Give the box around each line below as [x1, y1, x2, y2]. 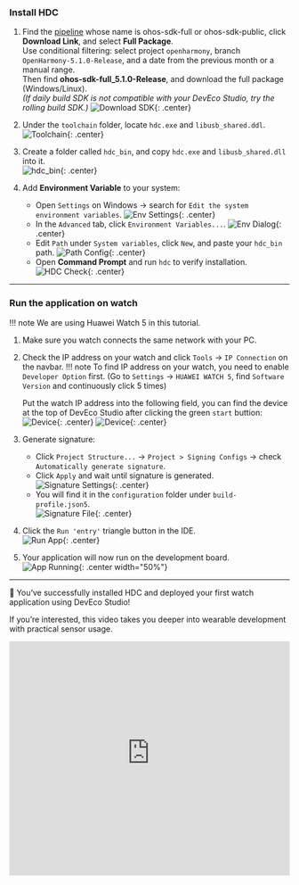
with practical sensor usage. [9, 623, 113, 634]
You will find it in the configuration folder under [35, 489, 212, 500]
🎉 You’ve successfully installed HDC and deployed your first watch [9, 587, 255, 598]
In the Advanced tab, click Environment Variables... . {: [35, 219, 282, 229]
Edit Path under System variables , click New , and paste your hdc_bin [35, 238, 283, 249]
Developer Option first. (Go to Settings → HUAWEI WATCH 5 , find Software [21, 370, 285, 381]
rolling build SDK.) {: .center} [21, 103, 191, 113]
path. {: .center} [35, 247, 146, 258]
